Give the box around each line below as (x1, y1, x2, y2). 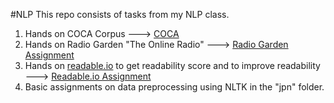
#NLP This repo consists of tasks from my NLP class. (10, 9, 230, 20)
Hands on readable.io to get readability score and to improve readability (24, 60, 321, 71)
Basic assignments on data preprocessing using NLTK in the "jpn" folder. (24, 81, 325, 93)
